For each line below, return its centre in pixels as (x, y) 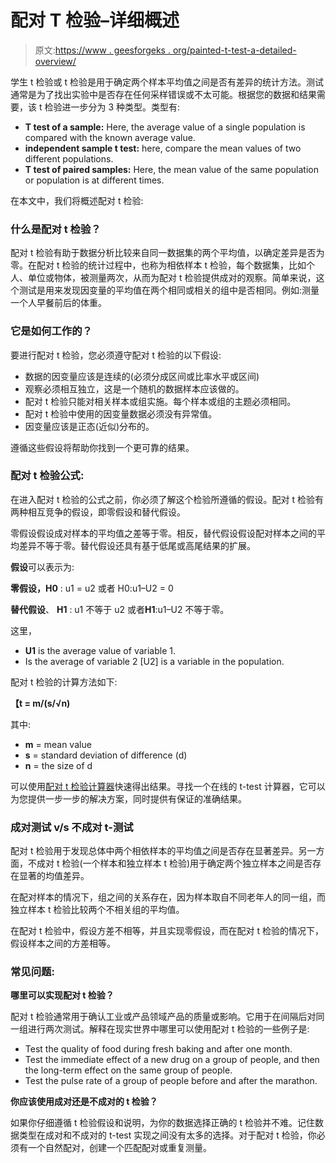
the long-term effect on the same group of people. (128, 1070)
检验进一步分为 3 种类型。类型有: (112, 107)
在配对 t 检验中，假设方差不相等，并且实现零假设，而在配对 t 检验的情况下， (167, 931)
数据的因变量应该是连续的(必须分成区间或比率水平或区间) (142, 376)
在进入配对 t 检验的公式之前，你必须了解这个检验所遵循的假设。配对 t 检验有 (167, 499)
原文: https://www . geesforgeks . (102, 50)
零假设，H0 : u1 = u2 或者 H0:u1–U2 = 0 (92, 588)
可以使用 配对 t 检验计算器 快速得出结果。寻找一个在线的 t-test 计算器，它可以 (168, 786)
